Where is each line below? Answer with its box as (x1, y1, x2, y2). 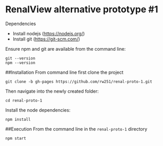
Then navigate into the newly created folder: (5, 88, 99, 94)
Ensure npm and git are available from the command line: (5, 46, 126, 52)
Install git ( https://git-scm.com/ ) (12, 36, 80, 42)
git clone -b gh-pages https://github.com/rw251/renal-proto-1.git (5, 79, 153, 84)
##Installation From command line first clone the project (5, 69, 124, 75)
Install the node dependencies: (5, 107, 71, 113)
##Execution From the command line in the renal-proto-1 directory (5, 126, 148, 132)
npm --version (5, 60, 36, 65)
